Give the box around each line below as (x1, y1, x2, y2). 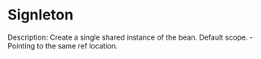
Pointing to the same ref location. (7, 40, 118, 50)
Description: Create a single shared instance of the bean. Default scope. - (7, 32, 254, 42)
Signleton (7, 6, 74, 24)
